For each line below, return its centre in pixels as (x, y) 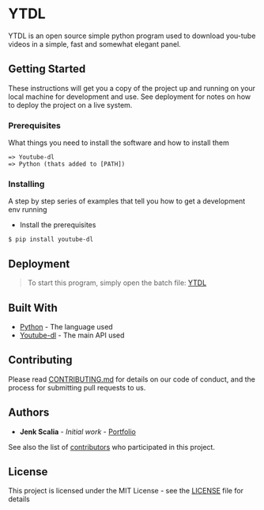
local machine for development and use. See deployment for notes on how (130, 97)
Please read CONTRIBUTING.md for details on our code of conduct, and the (132, 379)
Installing (26, 184)
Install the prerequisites (58, 225)
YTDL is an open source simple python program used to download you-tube (132, 36)
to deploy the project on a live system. (70, 105)
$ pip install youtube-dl (51, 240)
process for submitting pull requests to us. (77, 387)
